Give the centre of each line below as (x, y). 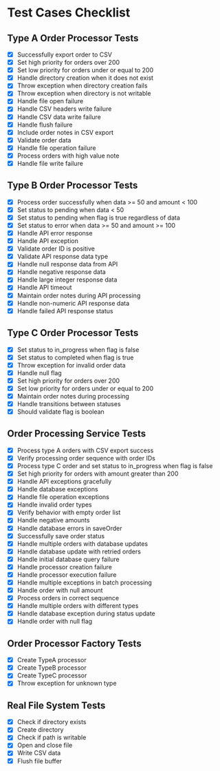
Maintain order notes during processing (73, 396)
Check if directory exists (52, 722)
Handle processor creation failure (64, 567)
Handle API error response (55, 233)
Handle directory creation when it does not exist (85, 78)
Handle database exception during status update (86, 613)
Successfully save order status (61, 536)
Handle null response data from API (67, 264)
